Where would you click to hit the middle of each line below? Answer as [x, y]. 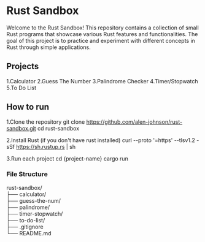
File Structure [27, 174]
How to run [28, 107]
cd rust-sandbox [58, 128]
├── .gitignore [25, 227]
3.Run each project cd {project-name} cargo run [68, 158]
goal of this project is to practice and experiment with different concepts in [101, 40]
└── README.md [29, 233]
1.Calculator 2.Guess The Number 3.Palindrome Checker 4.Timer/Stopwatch [102, 81]
